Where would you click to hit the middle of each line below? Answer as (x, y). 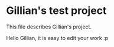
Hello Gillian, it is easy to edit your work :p (57, 38)
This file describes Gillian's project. (49, 27)
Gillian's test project (56, 11)
